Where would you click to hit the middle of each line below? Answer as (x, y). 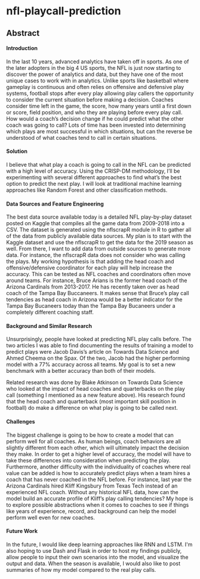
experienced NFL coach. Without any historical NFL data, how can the (93, 492)
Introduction (22, 48)
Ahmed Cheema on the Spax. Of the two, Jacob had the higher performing (98, 358)
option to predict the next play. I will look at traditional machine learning (94, 183)
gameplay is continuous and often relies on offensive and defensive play (95, 87)
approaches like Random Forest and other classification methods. (87, 190)
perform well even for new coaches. (51, 517)
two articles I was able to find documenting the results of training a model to (100, 345)
